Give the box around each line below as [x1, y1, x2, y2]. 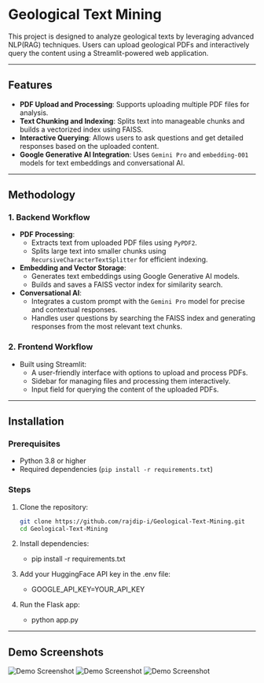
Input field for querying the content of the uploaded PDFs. [31, 384, 219, 394]
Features [8, 79, 53, 92]
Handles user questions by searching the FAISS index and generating [31, 314, 255, 323]
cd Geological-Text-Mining [19, 525, 108, 533]
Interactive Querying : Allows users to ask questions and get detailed [19, 132, 244, 143]
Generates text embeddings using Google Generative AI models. [31, 272, 240, 281]
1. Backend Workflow [8, 212, 90, 223]
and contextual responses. [31, 305, 118, 314]
